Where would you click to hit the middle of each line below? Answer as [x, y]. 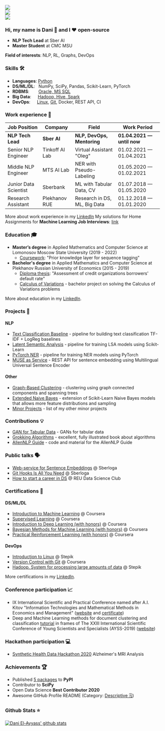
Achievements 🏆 [26, 667]
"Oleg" [83, 156]
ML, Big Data [90, 204]
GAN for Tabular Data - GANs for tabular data [58, 432]
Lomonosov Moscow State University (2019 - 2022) [65, 253]
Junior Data [21, 184]
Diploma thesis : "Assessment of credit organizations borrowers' [84, 273]
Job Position [23, 127]
